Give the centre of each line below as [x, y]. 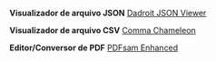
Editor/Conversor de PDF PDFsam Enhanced [94, 48]
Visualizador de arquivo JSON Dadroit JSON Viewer [108, 13]
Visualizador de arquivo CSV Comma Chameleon [103, 30]
